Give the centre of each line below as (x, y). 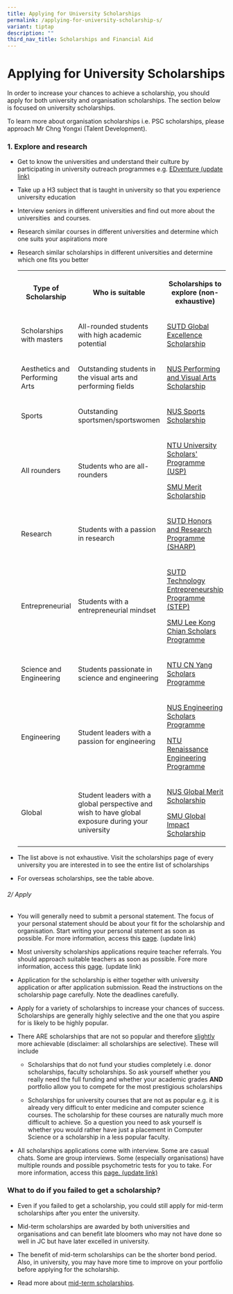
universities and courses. (54, 218)
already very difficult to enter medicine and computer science (116, 1107)
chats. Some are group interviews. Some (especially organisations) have (120, 1158)
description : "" (31, 33)
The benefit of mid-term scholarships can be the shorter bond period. (117, 1254)
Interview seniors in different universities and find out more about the (116, 211)
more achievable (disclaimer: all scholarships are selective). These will (118, 1043)
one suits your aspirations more (62, 239)
